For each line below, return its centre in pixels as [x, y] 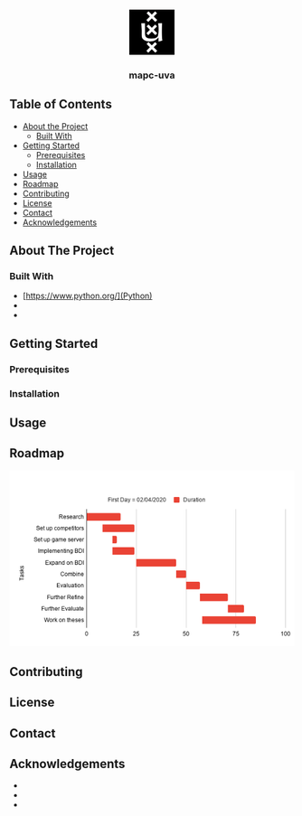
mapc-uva [152, 75]
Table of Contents [61, 104]
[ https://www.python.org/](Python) [87, 296]
